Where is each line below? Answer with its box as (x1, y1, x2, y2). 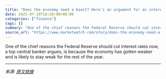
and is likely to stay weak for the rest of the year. (5, 54, 104, 59)
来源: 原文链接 (5, 69, 34, 74)
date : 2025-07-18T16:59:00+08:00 (5, 12, 74, 17)
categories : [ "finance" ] (5, 16, 56, 21)
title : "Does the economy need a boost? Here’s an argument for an (5, 7, 147, 12)
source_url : (5, 30, 30, 35)
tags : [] (5, 21, 23, 26)
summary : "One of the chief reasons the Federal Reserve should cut (5, 26, 149, 30)
